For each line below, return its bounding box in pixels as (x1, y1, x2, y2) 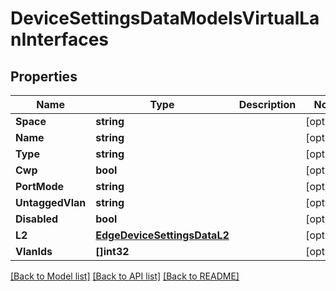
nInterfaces (10, 28, 110, 51)
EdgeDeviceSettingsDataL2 (95, 228, 230, 242)
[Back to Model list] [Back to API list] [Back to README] (10, 270, 240, 282)
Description (238, 98, 297, 111)
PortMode (15, 180, 65, 193)
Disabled (15, 212, 59, 226)
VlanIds (15, 245, 53, 258)
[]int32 (95, 245, 130, 258)
